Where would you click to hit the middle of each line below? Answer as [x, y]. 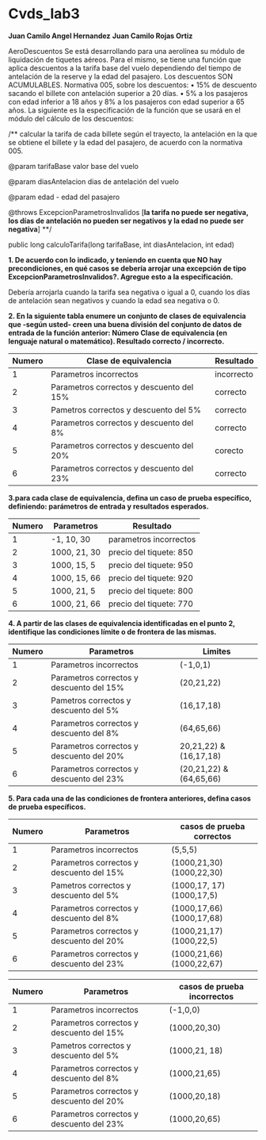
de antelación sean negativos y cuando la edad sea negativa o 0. [114, 300]
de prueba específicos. [47, 807]
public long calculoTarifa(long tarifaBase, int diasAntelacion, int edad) [122, 244]
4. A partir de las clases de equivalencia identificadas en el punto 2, [122, 623]
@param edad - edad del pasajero [64, 197]
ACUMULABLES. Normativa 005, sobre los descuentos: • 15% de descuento [133, 85]
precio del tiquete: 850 [151, 552]
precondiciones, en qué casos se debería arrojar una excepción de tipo [127, 268]
